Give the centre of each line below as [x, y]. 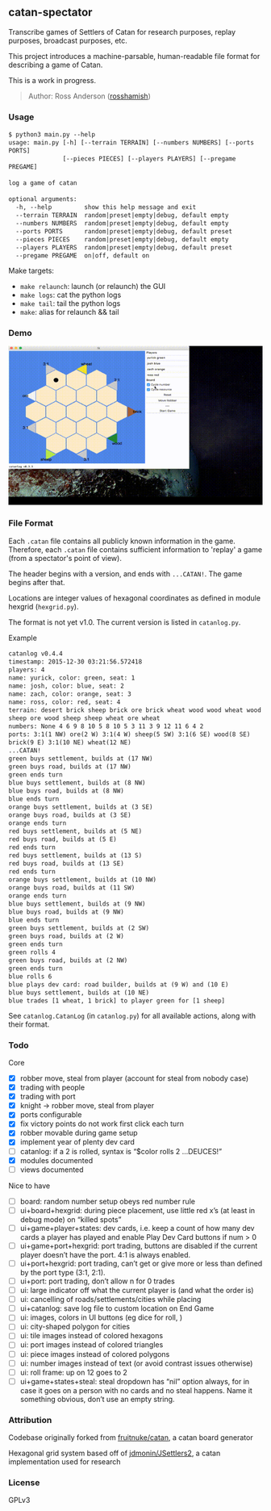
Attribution [30, 1420]
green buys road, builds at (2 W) [67, 936]
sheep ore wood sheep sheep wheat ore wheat [84, 718]
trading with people [52, 1087]
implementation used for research [65, 1462]
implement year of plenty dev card [77, 1142]
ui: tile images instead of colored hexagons [92, 1336]
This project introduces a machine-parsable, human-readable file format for [134, 56]
